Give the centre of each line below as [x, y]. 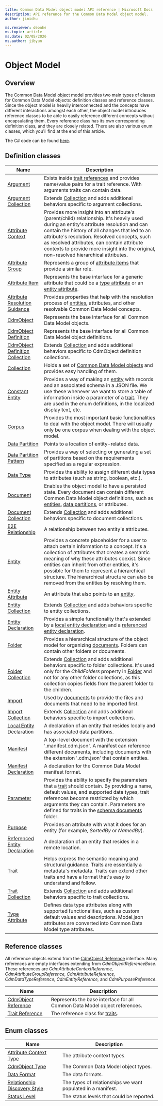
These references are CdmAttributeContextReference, [59, 968]
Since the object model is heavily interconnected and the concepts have [77, 105]
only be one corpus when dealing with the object [99, 430]
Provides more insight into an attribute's [89, 212]
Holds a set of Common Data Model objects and [98, 365]
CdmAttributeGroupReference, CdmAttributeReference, [60, 974]
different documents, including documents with [98, 752]
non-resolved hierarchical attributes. [86, 255]
